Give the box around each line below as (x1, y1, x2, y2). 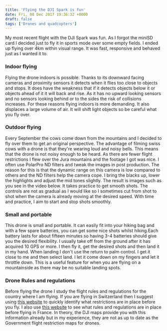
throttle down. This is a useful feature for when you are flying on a (5, 259, 141, 265)
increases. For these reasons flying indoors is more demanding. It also (5, 101, 150, 107)
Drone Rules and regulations (5, 277, 76, 284)
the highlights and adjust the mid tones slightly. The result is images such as (5, 177, 162, 183)
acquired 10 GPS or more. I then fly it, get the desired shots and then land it (5, 243, 160, 249)
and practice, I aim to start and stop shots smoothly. (5, 199, 112, 205)
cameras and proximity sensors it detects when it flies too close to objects (5, 80, 158, 86)
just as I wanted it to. (5, 51, 48, 57)
